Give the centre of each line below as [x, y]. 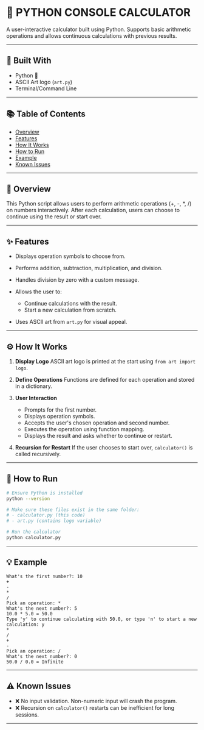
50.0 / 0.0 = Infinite [35, 662]
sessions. [27, 714]
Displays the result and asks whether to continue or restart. [98, 436]
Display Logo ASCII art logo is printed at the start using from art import [105, 361]
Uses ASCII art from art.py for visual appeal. [71, 322]
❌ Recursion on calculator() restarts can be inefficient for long [95, 707]
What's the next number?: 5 [42, 608]
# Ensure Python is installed [45, 493]
